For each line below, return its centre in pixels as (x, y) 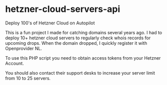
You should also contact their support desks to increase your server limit (80, 73)
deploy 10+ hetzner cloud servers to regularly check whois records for (78, 38)
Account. (15, 63)
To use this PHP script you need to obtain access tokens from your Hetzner (83, 58)
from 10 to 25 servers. (28, 78)
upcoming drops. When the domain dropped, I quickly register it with (76, 43)
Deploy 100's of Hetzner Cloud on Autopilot (50, 23)
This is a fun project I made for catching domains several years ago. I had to (83, 32)
